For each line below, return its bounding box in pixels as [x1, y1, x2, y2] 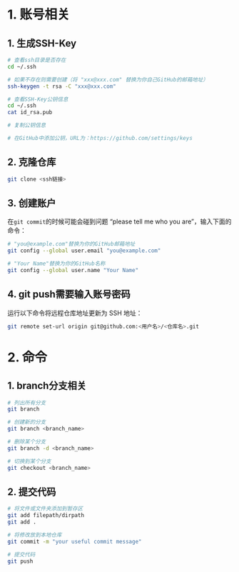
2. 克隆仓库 [7, 156, 56, 169]
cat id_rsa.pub [7, 109, 53, 116]
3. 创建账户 [7, 197, 56, 209]
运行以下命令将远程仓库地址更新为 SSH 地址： [7, 308, 143, 317]
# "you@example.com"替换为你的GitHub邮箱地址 [7, 241, 136, 248]
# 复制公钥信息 [7, 122, 46, 129]
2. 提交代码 [7, 486, 56, 498]
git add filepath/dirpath [7, 512, 84, 519]
